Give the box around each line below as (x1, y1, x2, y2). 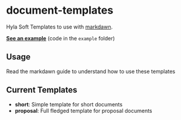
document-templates (6, 4, 114, 17)
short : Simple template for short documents (14, 100, 123, 108)
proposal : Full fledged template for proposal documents (14, 107, 153, 114)
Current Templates (6, 85, 77, 95)
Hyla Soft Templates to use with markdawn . (6, 23, 113, 30)
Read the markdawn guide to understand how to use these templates (6, 68, 176, 75)
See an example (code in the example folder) (6, 34, 115, 42)
